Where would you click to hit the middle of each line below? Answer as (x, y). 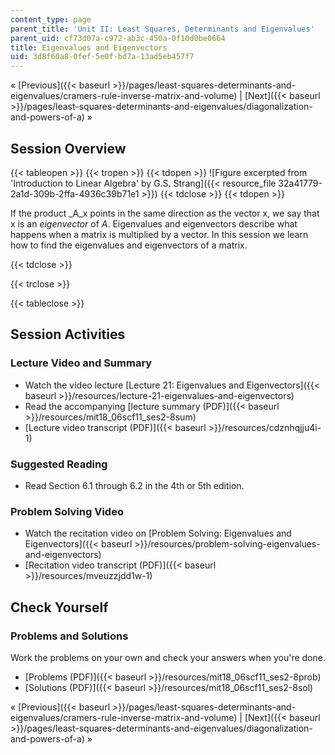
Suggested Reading (59, 464)
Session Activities (68, 334)
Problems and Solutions (69, 636)
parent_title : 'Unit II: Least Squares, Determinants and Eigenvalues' (162, 29)
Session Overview (68, 148)
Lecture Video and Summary (81, 363)
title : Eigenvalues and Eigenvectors (89, 47)
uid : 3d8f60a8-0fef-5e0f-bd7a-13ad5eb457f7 (102, 57)
